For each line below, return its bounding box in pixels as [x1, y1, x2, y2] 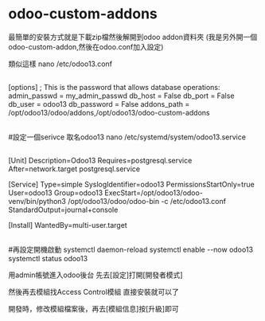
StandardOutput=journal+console [8, 205, 119, 215]
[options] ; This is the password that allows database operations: [8, 83, 220, 92]
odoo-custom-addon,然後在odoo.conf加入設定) [8, 41, 164, 52]
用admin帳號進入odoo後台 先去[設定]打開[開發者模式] [8, 270, 183, 280]
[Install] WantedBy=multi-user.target [8, 221, 127, 230]
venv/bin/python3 [8, 197, 66, 206]
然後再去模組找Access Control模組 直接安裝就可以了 [8, 287, 179, 296]
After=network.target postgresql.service [8, 164, 141, 174]
